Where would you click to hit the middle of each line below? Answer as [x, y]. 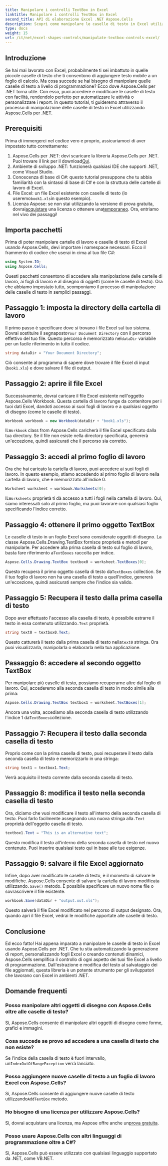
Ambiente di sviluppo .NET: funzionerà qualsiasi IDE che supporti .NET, [85, 166]
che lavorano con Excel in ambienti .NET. [47, 976]
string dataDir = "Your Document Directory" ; [53, 353]
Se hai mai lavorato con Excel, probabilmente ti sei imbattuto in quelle [77, 70]
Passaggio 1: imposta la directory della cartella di [83, 308]
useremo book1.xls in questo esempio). [52, 198]
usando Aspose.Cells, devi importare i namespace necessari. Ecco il [75, 247]
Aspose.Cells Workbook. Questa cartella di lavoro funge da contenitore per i [83, 401]
